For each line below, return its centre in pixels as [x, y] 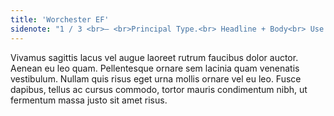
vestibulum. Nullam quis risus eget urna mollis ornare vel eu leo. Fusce [156, 78]
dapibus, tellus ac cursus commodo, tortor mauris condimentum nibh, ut [159, 89]
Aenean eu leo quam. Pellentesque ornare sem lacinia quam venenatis [155, 68]
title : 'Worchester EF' [60, 19]
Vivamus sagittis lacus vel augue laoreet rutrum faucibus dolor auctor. [154, 57]
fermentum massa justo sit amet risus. [89, 100]
